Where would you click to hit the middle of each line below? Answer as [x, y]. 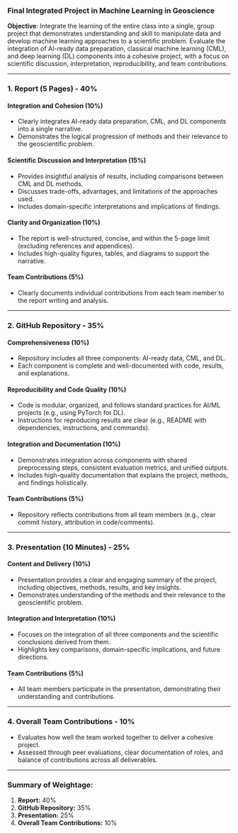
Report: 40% [37, 800]
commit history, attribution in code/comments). [86, 522]
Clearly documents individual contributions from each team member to [121, 293]
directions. [33, 657]
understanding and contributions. [66, 697]
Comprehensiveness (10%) [49, 342]
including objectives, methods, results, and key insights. [100, 587]
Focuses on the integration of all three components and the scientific [118, 634]
